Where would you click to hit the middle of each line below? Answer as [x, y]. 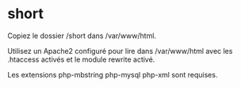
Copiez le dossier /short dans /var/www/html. [82, 36]
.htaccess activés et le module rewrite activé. [81, 59]
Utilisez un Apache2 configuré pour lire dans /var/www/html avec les [120, 51]
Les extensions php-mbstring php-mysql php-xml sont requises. [113, 74]
